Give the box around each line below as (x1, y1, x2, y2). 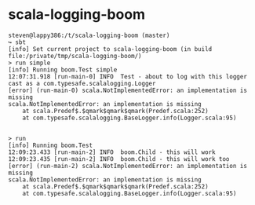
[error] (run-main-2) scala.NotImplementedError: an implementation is (8, 162, 247, 170)
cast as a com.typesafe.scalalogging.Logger (8, 79, 156, 87)
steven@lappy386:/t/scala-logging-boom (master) (8, 31, 170, 39)
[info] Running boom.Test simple (8, 65, 118, 74)
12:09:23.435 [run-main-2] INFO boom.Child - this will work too (8, 155, 230, 163)
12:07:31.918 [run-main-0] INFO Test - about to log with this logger (8, 72, 247, 80)
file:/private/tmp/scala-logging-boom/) (8, 52, 143, 60)
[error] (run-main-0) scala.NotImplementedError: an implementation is (8, 86, 247, 94)
